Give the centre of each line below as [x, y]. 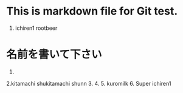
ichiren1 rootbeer [36, 28]
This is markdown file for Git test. [92, 11]
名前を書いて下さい [54, 54]
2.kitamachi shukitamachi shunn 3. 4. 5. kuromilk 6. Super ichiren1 [89, 83]
